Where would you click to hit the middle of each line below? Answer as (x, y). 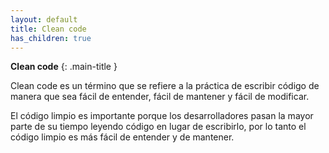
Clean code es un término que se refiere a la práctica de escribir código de (165, 86)
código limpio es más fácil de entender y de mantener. (122, 137)
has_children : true (51, 38)
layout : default (44, 19)
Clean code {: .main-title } (64, 67)
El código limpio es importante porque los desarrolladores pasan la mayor (162, 116)
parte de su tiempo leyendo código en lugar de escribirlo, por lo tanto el (158, 127)
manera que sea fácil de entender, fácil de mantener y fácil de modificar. (160, 97)
